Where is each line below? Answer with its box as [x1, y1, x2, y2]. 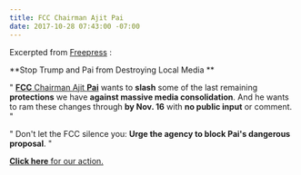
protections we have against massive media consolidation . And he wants [9, 92, 289, 102]
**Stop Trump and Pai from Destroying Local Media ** [9, 64, 216, 75]
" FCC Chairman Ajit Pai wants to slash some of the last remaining [9, 82, 258, 92]
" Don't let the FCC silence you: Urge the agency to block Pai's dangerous [9, 128, 291, 139]
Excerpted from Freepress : [9, 46, 112, 57]
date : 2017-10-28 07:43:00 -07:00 [9, 22, 141, 31]
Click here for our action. [9, 155, 105, 166]
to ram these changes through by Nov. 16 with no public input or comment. [9, 101, 293, 112]
